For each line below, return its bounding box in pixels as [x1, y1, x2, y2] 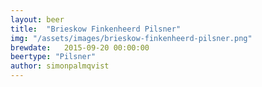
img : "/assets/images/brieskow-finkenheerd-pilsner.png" [10, 33, 253, 43]
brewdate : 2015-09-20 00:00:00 [10, 42, 150, 53]
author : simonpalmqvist [10, 61, 110, 71]
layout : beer [10, 14, 65, 25]
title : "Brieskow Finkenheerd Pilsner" [10, 24, 182, 34]
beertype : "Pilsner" [10, 52, 97, 62]
